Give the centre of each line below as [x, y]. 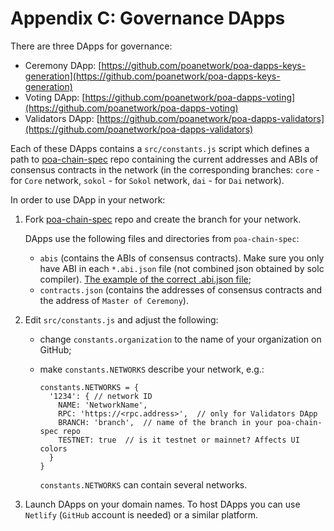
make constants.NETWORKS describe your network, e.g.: [152, 369]
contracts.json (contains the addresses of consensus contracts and [181, 289]
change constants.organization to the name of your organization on [180, 339]
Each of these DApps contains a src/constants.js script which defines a [160, 148]
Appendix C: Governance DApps [148, 18]
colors [53, 448]
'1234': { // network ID [100, 396]
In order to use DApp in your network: [88, 199]
